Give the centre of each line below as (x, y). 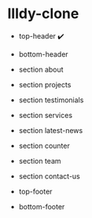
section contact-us (49, 176)
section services (45, 115)
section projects (45, 84)
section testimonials (51, 100)
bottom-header (43, 54)
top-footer (35, 191)
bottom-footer (42, 206)
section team (40, 161)
